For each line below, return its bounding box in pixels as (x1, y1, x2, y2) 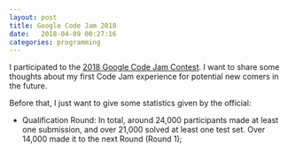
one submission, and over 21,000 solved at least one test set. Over (21, 125, 266, 135)
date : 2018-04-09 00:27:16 (9, 29, 117, 38)
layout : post (9, 12, 58, 22)
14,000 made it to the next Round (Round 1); (21, 134, 183, 144)
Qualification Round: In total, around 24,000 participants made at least (21, 115, 279, 126)
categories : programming (9, 37, 101, 47)
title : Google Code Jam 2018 (9, 21, 117, 30)
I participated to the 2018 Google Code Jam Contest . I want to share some (9, 62, 280, 73)
